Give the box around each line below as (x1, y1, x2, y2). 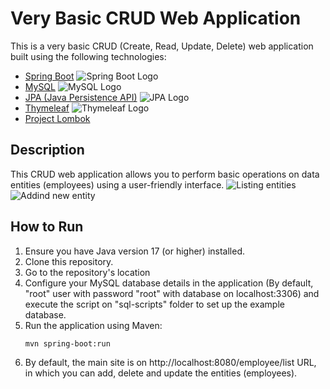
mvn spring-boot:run (24, 338, 111, 349)
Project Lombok (24, 112, 91, 124)
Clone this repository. (24, 255, 114, 267)
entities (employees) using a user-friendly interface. (10, 178, 225, 191)
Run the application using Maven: (24, 319, 163, 331)
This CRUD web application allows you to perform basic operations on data (10, 168, 320, 180)
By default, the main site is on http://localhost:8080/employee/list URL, (24, 357, 317, 369)
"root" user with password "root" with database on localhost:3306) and (24, 287, 320, 299)
